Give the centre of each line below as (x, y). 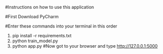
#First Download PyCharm (32, 16)
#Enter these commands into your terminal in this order (61, 26)
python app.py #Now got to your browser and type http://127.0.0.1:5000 (85, 46)
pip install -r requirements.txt (42, 36)
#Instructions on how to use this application (50, 7)
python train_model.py (35, 41)
